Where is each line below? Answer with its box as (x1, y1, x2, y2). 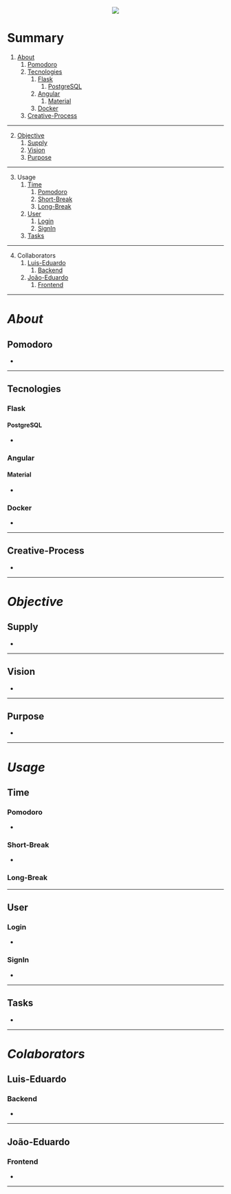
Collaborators (16, 251, 56, 260)
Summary (7, 30, 64, 46)
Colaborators (7, 1046, 85, 1062)
